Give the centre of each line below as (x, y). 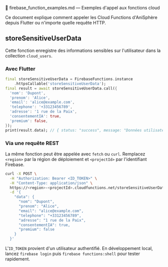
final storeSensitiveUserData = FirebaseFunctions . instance (69, 79)
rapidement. (18, 259)
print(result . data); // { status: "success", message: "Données (73, 130)
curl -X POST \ (21, 173)
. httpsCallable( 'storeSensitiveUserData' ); (60, 83)
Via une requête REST (32, 143)
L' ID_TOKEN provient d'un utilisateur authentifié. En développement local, (79, 248)
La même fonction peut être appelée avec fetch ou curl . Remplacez (75, 154)
